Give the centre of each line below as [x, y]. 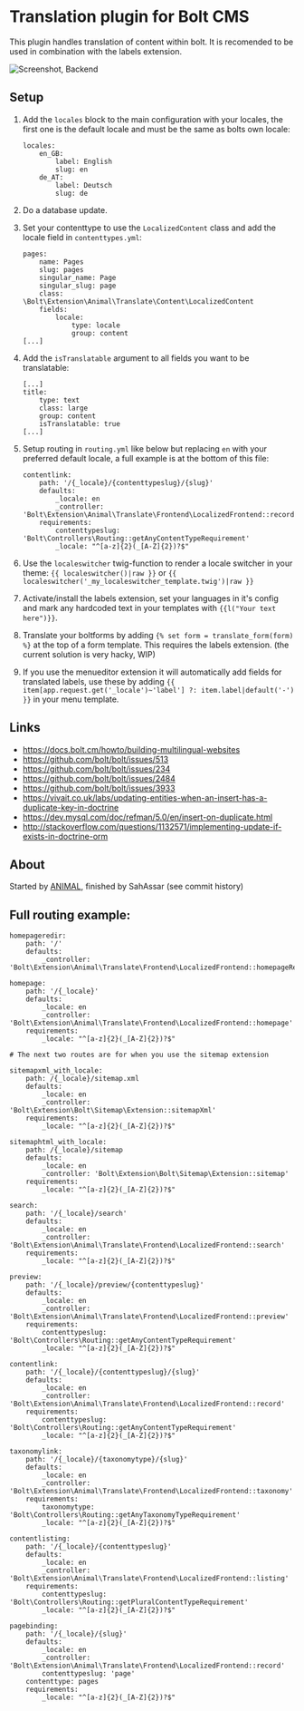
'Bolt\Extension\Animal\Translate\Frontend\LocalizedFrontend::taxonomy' [152, 1492]
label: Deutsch [84, 185]
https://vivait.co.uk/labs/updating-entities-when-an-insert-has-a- [145, 797]
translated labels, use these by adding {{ [99, 681]
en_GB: [52, 153]
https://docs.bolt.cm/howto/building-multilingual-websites [131, 749]
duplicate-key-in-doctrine [71, 807]
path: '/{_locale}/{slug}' [76, 1634]
